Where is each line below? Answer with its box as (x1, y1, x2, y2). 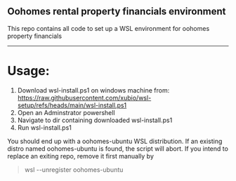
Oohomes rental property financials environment (7, 6, 226, 18)
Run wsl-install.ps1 (17, 123, 72, 132)
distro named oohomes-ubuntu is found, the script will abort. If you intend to (7, 144, 228, 153)
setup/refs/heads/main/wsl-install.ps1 (17, 101, 127, 109)
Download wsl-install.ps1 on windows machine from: (17, 86, 170, 94)
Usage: (7, 63, 51, 79)
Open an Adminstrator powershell (17, 108, 115, 116)
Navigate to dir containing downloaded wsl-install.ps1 (17, 116, 173, 124)
